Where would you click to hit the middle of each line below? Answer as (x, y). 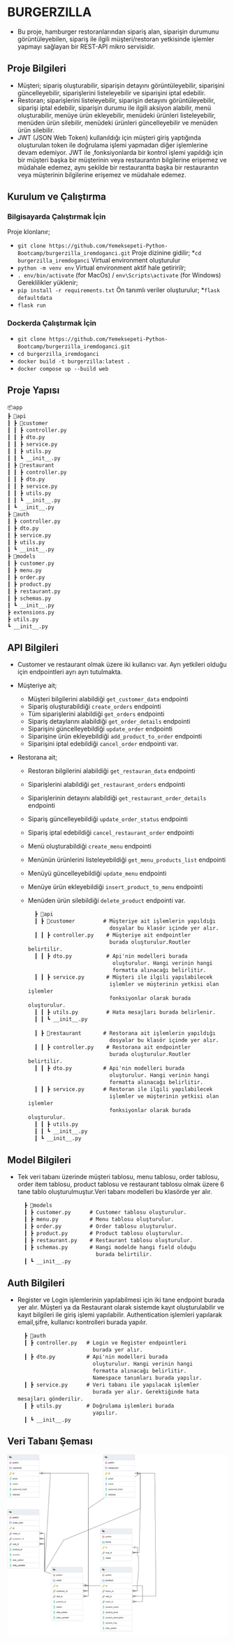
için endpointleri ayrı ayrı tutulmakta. (70, 672)
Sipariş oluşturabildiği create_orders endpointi (94, 707)
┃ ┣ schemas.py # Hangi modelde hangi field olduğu (110, 1248)
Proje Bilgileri (37, 68)
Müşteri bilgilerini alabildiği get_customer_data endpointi (108, 699)
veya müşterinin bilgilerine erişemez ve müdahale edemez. (102, 174)
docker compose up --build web (63, 369)
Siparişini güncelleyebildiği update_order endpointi (100, 729)
